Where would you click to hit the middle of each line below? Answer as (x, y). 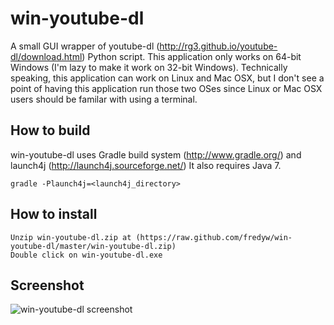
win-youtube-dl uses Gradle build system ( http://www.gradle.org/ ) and (156, 154)
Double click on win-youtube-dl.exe (86, 255)
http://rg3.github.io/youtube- (218, 46)
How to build (50, 130)
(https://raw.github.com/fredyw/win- (214, 237)
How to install (54, 214)
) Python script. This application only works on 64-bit (191, 56)
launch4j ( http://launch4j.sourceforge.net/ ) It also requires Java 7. (146, 165)
